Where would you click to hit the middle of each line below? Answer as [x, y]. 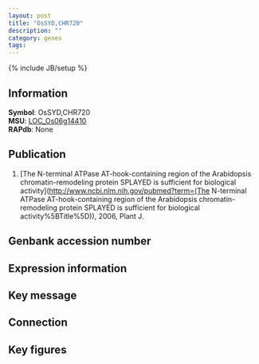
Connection [38, 323]
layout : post [30, 16]
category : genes [35, 38]
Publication [37, 154]
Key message [43, 295]
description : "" [35, 30]
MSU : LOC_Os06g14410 [47, 121]
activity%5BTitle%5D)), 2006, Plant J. [82, 216]
